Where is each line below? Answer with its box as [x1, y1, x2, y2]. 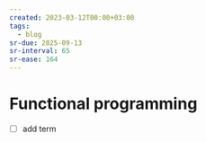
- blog [17, 30, 42, 39]
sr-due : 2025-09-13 [9, 38, 83, 48]
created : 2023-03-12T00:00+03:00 [9, 13, 135, 22]
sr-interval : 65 [9, 47, 70, 56]
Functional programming [9, 93, 198, 114]
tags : [9, 22, 30, 31]
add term [22, 123, 57, 134]
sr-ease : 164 [9, 55, 58, 64]
